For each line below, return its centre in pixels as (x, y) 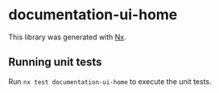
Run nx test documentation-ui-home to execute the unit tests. (110, 81)
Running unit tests (55, 62)
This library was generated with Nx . (67, 37)
